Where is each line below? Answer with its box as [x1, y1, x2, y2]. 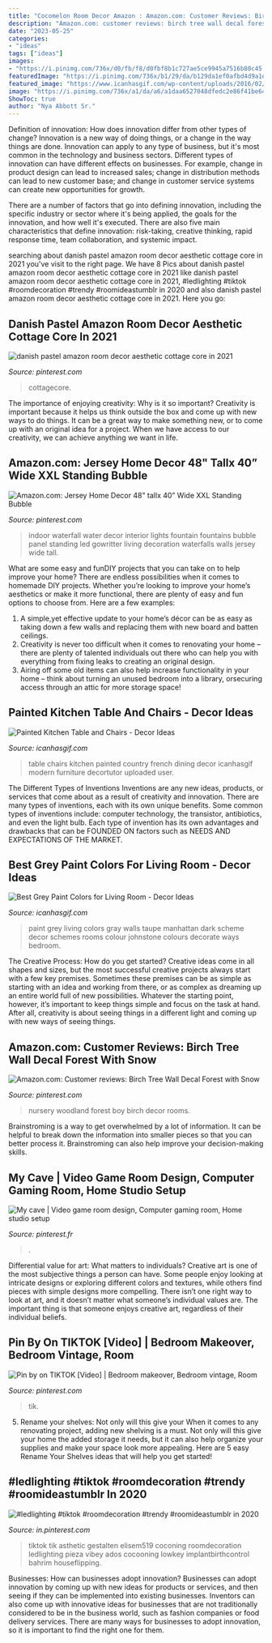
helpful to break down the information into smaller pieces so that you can [8, 1130, 253, 1140]
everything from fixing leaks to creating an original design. [19, 656, 215, 666]
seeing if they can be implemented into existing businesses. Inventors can [8, 1590, 255, 1600]
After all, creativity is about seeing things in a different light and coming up [8, 1008, 257, 1018]
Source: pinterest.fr [8, 1229, 74, 1239]
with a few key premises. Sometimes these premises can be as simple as [8, 974, 252, 984]
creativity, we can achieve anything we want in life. [8, 433, 178, 442]
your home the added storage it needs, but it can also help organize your [19, 1434, 263, 1444]
